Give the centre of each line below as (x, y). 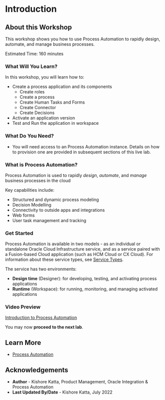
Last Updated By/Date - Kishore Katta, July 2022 (62, 392)
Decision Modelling (32, 204)
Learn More (23, 343)
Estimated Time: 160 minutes (34, 54)
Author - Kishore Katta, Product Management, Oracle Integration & (80, 382)
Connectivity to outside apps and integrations (58, 210)
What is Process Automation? (41, 165)
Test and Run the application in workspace (55, 123)
